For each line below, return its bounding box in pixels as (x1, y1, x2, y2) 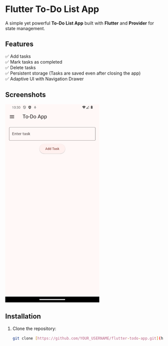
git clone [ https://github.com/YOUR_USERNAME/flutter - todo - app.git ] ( (12, 335, 161, 341)
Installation (5, 312, 41, 321)
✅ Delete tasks (5, 64, 36, 71)
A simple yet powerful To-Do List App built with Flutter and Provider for (5, 20, 154, 26)
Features (5, 40, 34, 49)
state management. (5, 25, 45, 31)
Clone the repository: (12, 325, 57, 331)
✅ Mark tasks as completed (5, 59, 63, 65)
